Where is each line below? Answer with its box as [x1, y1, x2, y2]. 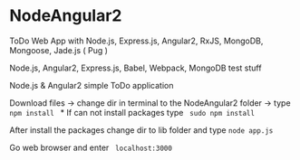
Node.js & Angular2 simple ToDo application [9, 80, 174, 90]
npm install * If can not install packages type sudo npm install [9, 107, 256, 118]
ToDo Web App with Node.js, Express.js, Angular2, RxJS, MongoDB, [9, 35, 264, 46]
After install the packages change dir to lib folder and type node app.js [9, 124, 274, 136]
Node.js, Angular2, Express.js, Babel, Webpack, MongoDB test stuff [9, 62, 262, 73]
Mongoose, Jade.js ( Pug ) [9, 44, 109, 55]
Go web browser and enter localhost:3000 [9, 142, 172, 153]
